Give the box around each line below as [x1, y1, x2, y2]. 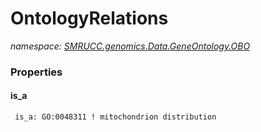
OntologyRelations [10, 7, 169, 30]
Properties [10, 65, 63, 79]
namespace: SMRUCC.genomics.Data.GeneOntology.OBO [10, 40, 251, 52]
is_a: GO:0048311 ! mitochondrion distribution [14, 112, 217, 122]
